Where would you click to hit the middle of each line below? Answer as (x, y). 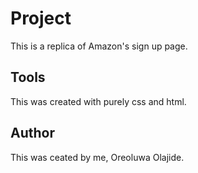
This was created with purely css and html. (98, 101)
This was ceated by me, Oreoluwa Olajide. (97, 157)
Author (32, 133)
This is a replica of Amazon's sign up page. (99, 46)
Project (41, 18)
